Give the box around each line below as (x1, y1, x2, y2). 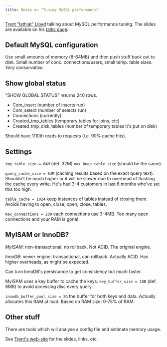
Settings (5, 147, 32, 156)
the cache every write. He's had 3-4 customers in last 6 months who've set (5, 181, 160, 187)
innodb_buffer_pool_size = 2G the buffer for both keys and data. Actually (5, 293, 156, 299)
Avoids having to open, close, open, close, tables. (5, 201, 107, 207)
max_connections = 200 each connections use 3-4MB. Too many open (5, 211, 149, 217)
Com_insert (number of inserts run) (12, 102, 85, 108)
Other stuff (5, 313, 40, 322)
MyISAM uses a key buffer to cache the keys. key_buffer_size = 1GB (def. (5, 278, 157, 284)
